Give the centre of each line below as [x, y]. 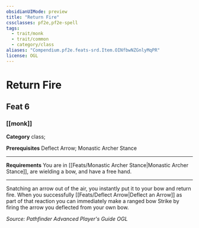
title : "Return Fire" [33, 17]
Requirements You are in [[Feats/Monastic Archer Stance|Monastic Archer [97, 165]
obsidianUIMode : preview [37, 12]
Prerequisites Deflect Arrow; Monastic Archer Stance [72, 148]
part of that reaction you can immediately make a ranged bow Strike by [93, 201]
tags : [13, 28]
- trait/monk [28, 34]
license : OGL [22, 56]
